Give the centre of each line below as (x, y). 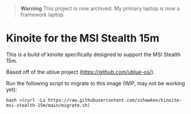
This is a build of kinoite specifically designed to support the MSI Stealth (93, 54)
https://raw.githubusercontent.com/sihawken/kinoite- (115, 100)
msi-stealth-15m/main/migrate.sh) (48, 105)
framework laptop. (43, 15)
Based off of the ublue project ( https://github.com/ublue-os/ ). (81, 72)
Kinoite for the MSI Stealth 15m (83, 38)
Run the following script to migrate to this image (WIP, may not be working (96, 83)
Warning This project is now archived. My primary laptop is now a (100, 8)
